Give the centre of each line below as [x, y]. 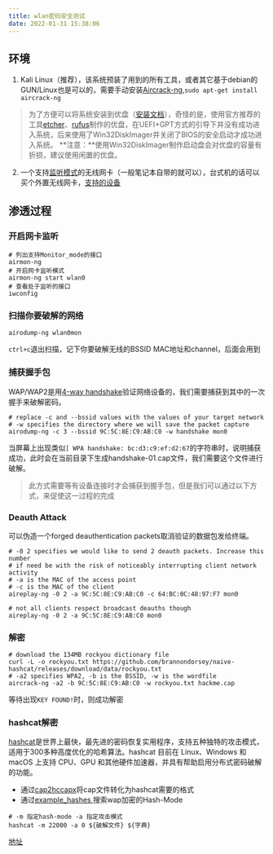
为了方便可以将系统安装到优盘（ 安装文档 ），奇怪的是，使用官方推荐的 [144, 114]
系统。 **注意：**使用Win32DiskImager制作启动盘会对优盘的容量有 [149, 145]
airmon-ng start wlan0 [47, 278]
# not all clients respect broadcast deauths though [100, 608]
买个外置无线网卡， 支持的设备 [70, 183]
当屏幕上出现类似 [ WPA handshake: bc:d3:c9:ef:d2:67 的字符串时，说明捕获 [135, 447]
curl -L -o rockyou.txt [49, 662]
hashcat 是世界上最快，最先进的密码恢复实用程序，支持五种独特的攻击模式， [136, 742]
